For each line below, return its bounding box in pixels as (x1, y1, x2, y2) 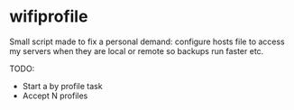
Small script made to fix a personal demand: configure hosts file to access (9, 36, 286, 47)
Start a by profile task (22, 80, 103, 91)
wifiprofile (9, 6, 88, 27)
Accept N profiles (22, 90, 88, 101)
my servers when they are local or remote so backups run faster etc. (9, 45, 264, 56)
